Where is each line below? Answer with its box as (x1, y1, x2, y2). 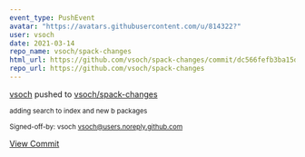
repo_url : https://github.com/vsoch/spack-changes (9, 64, 205, 74)
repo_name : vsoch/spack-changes (9, 47, 132, 56)
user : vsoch (9, 30, 54, 39)
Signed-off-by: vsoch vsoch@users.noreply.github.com (9, 122, 183, 132)
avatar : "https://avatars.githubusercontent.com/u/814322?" (9, 22, 242, 31)
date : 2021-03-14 (9, 38, 75, 48)
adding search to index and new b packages (9, 106, 148, 115)
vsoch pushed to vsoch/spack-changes (9, 88, 158, 100)
